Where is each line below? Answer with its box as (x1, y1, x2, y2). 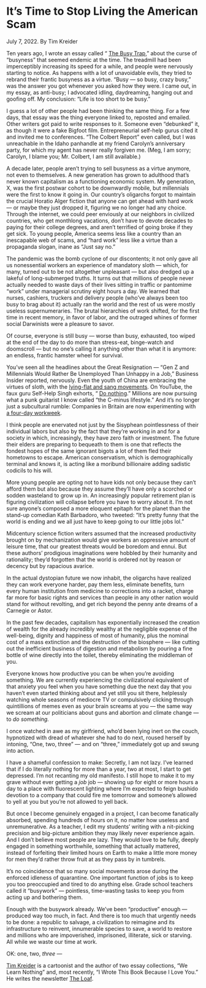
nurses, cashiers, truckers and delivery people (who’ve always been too (6, 294, 188, 301)
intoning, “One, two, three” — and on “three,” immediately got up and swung (6, 740, 199, 747)
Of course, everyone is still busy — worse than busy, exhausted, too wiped (6, 332, 196, 339)
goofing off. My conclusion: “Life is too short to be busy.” (6, 95, 151, 103)
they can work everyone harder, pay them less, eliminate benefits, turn (6, 580, 185, 588)
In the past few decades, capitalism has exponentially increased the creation (6, 618, 200, 626)
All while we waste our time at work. (6, 938, 97, 945)
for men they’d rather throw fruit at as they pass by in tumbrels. (6, 855, 166, 863)
